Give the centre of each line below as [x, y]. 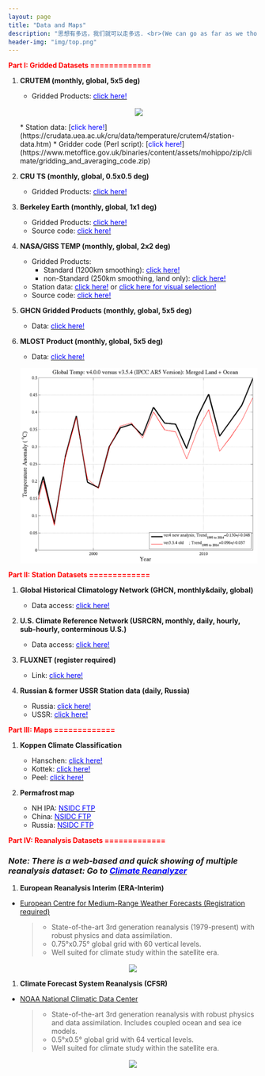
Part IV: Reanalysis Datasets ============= [87, 840]
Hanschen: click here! [67, 760]
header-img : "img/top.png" [53, 42]
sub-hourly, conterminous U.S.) [73, 629]
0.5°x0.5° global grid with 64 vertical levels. [122, 1040]
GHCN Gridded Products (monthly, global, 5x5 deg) [106, 311]
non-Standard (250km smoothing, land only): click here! [134, 278]
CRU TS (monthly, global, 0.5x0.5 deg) [84, 176]
